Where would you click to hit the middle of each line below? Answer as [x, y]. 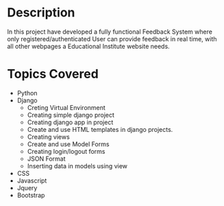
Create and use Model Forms [68, 144]
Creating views [48, 137]
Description [41, 13]
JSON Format [47, 159]
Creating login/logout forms [66, 151]
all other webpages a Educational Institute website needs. [88, 46]
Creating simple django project [71, 115]
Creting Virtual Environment [66, 107]
